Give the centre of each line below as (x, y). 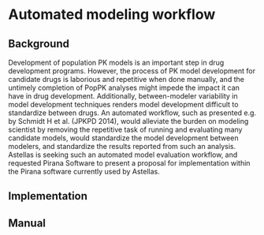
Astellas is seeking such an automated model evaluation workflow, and (123, 155)
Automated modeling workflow (112, 15)
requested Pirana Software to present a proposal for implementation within (129, 163)
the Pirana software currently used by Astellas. (84, 172)
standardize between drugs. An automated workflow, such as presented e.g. (132, 113)
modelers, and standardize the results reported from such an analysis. (122, 146)
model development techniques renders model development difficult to (123, 104)
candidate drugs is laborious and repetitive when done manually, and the (126, 79)
